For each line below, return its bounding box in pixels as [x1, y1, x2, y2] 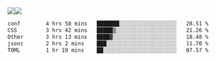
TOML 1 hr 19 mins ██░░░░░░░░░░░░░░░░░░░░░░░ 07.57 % [7, 46, 209, 54]
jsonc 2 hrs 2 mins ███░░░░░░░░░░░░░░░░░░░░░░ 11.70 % [7, 40, 209, 47]
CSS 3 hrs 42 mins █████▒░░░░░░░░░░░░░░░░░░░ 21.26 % [7, 26, 209, 34]
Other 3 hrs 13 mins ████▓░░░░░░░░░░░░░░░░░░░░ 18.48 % [7, 33, 209, 40]
